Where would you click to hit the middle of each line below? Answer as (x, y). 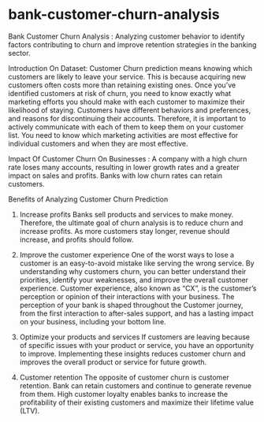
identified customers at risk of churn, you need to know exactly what (120, 93)
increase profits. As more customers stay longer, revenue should (125, 231)
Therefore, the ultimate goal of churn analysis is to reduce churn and (131, 223)
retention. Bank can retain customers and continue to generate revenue (136, 385)
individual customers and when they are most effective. (98, 143)
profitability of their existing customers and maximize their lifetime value (137, 402)
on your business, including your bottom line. (93, 321)
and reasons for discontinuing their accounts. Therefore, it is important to (127, 118)
